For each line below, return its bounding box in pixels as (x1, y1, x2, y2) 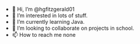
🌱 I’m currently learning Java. (11, 18, 85, 25)
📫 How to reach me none (11, 32, 76, 38)
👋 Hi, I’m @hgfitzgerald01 (11, 6, 75, 12)
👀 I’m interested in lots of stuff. (11, 12, 88, 19)
